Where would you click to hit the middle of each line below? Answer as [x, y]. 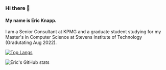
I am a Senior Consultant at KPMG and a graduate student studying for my [83, 32]
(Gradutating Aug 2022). [31, 42]
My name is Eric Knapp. [31, 20]
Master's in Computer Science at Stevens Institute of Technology [74, 37]
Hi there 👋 [18, 8]
